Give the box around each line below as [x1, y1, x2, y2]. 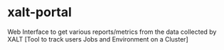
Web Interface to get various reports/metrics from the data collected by [7, 27, 217, 36]
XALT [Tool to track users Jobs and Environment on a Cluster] [7, 35, 188, 43]
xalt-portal [7, 4, 73, 20]
